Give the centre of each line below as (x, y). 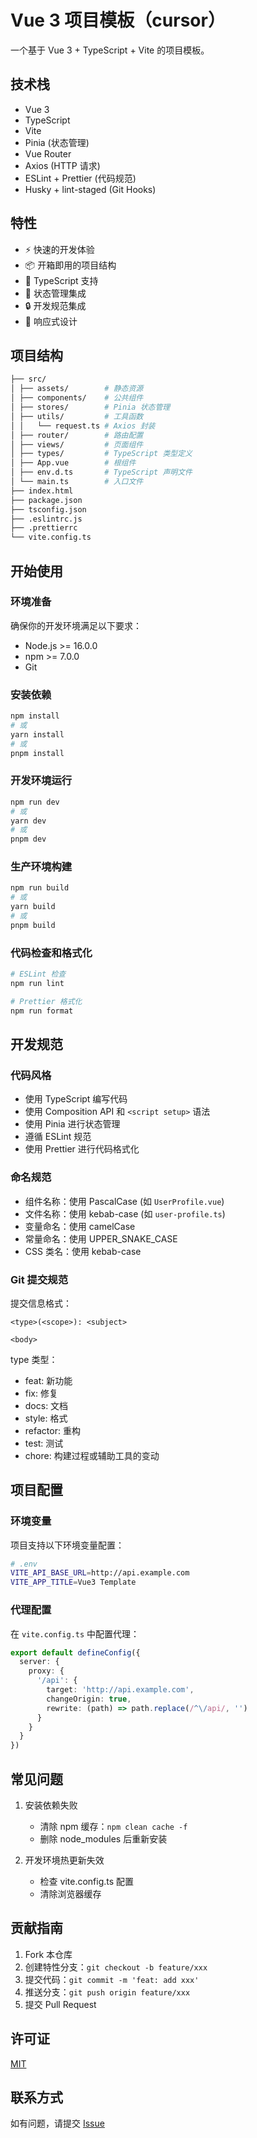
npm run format (42, 1011)
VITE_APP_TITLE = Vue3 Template (73, 1582)
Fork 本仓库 (48, 1954)
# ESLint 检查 (38, 974)
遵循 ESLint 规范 (58, 1137)
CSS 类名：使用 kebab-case (83, 1251)
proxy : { (46, 1671)
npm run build (40, 888)
